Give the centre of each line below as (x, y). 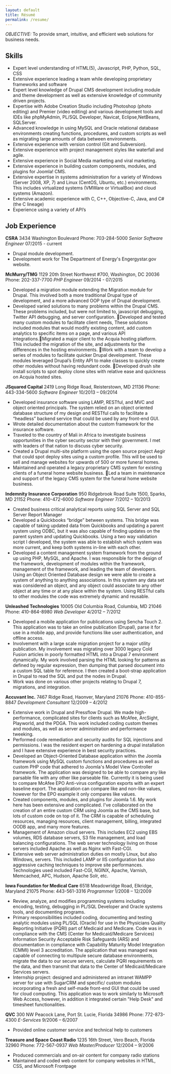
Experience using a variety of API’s (49, 210)
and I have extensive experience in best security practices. (75, 751)
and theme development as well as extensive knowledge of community (87, 95)
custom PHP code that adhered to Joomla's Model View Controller (82, 767)
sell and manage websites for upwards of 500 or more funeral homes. (86, 462)
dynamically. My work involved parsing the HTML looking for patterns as (89, 660)
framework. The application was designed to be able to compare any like (89, 772)
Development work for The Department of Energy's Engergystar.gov (84, 259)
